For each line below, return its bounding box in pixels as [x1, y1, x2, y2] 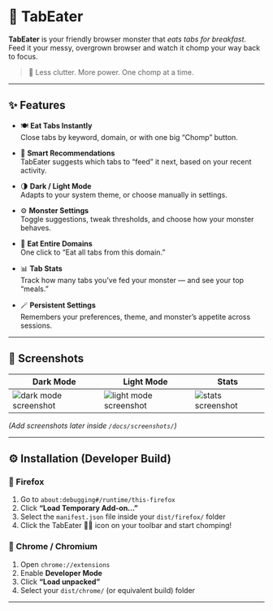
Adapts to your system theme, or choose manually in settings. [19, 190, 227, 199]
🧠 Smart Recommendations [19, 148, 115, 158]
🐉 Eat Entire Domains [19, 238, 93, 248]
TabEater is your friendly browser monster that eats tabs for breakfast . [8, 34, 246, 44]
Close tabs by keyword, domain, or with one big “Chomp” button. [19, 132, 238, 142]
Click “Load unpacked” [19, 577, 101, 587]
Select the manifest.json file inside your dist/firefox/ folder [19, 512, 226, 522]
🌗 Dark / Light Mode [19, 181, 92, 190]
